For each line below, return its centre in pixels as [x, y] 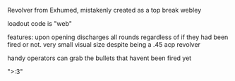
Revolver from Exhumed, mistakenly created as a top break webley [104, 10]
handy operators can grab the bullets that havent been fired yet [100, 58]
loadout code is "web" [40, 23]
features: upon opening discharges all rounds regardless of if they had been [118, 37]
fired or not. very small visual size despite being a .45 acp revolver [104, 44]
